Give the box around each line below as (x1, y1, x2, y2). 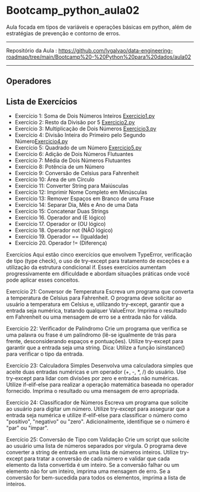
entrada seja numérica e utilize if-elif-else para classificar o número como (6, 412, 187, 419)
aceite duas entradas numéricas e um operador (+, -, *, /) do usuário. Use (6, 368, 186, 375)
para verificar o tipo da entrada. (6, 350, 85, 357)
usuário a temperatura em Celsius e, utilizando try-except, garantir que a (6, 301, 185, 308)
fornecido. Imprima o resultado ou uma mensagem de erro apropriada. (6, 387, 180, 395)
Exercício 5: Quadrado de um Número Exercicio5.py (14, 144, 142, 151)
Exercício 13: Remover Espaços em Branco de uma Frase (14, 195, 155, 202)
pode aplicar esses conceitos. (6, 276, 80, 284)
